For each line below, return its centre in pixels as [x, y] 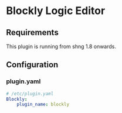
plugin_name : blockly [43, 105]
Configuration [32, 65]
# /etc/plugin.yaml [30, 94]
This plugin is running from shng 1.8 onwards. [61, 46]
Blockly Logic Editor [56, 11]
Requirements [32, 32]
